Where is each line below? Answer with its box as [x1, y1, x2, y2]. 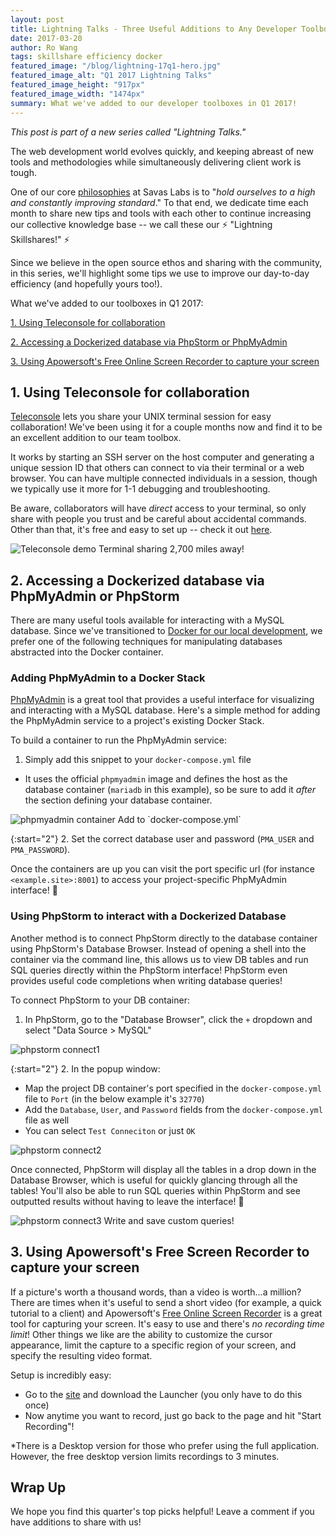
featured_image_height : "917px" [10, 80, 145, 90]
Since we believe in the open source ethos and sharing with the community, [10, 256, 323, 268]
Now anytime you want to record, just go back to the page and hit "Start [24, 1409, 322, 1421]
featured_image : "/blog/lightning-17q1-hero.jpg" [10, 61, 222, 71]
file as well [24, 1114, 70, 1126]
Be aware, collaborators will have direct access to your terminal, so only [10, 502, 307, 515]
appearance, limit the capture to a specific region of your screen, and [10, 1339, 297, 1351]
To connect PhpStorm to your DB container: [10, 994, 190, 1006]
